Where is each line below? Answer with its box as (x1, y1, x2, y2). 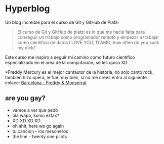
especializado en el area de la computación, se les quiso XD (5, 59, 127, 65)
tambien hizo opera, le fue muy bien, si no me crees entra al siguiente (5, 74, 147, 80)
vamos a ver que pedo (12, 107, 58, 113)
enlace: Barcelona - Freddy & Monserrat (5, 80, 87, 86)
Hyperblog (5, 3, 50, 14)
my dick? (17, 45, 36, 50)
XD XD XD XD (12, 117, 41, 124)
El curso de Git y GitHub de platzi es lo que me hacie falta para (17, 29, 145, 35)
